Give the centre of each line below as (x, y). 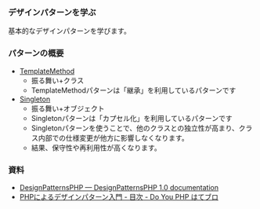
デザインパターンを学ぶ (52, 12)
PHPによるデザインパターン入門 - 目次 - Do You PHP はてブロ (119, 196)
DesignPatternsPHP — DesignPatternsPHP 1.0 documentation (119, 187)
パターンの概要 (36, 53)
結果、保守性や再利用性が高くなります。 (96, 148)
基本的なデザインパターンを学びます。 (69, 31)
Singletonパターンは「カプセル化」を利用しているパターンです (132, 118)
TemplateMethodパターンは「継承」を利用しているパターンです (134, 90)
